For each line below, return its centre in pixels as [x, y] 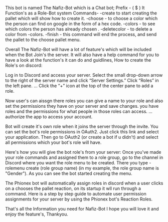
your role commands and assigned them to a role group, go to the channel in [84, 157]
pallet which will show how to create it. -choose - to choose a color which [81, 18]
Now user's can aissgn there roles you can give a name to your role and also [84, 101]
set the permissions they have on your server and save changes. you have [82, 106]
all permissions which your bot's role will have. [53, 142]
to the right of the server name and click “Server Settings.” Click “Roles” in [82, 80]
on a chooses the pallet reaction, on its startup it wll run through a [73, 188]
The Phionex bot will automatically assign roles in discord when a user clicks [84, 183]
